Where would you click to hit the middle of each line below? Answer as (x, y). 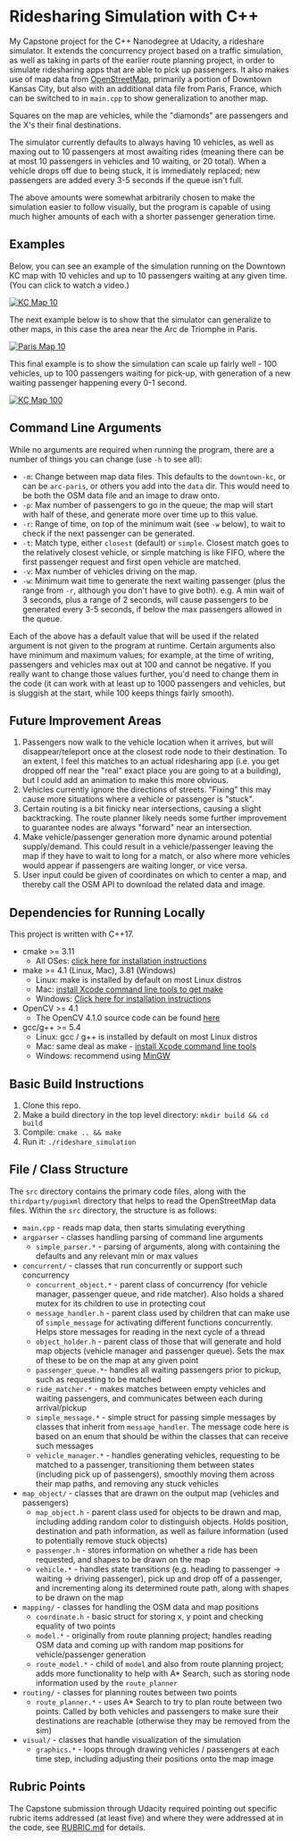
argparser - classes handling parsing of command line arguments (142, 1237)
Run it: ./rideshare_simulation (79, 1141)
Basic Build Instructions (77, 1083)
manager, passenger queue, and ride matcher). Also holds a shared (159, 1294)
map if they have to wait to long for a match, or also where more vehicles (156, 856)
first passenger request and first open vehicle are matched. (131, 562)
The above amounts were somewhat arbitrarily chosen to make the (132, 197)
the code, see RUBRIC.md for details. (77, 1827)
